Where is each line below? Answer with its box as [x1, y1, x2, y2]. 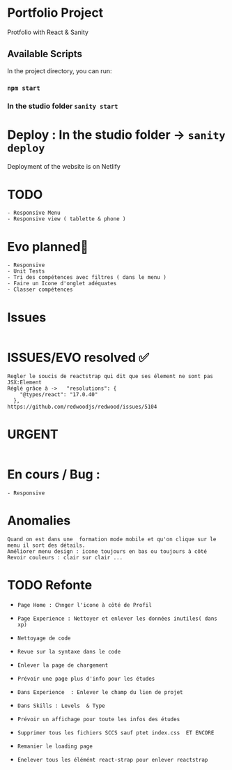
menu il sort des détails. [7, 542, 86, 549]
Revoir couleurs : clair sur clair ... [7, 554, 123, 561]
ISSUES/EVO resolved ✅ [7, 349, 150, 365]
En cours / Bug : [7, 467, 100, 483]
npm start [7, 84, 40, 92]
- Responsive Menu [7, 209, 61, 217]
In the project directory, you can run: [7, 66, 112, 75]
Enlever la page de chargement [17, 662, 109, 669]
